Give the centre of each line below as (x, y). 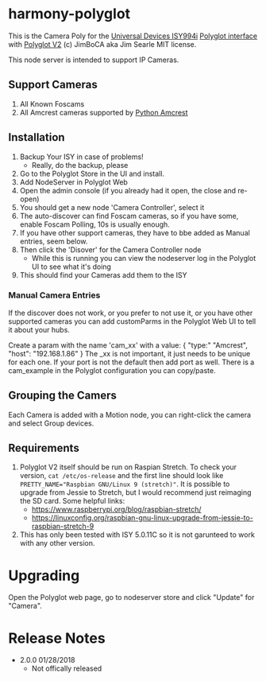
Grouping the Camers (63, 396)
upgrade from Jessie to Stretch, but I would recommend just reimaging (135, 492)
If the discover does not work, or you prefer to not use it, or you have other (131, 313)
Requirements (44, 448)
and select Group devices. (51, 423)
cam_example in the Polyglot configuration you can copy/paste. (112, 370)
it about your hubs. (39, 329)
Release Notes (57, 638)
